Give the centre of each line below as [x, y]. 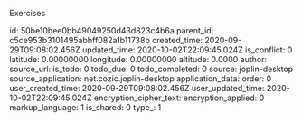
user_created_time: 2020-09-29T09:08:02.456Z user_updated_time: [137, 88]
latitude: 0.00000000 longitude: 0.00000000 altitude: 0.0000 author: [138, 59]
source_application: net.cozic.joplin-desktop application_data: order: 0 [141, 79]
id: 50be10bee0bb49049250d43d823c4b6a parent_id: [112, 30]
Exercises [28, 13]
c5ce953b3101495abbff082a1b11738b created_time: [106, 40]
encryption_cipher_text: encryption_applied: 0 [179, 98]
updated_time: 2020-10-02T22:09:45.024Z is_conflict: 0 [188, 50]
